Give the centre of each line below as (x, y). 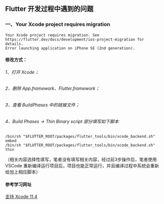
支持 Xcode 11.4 (21, 197)
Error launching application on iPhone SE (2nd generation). (70, 48)
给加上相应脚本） (23, 172)
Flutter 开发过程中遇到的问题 (49, 9)
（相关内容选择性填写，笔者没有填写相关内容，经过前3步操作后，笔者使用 (81, 160)
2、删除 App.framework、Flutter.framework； (52, 88)
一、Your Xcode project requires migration (58, 24)
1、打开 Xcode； (22, 72)
